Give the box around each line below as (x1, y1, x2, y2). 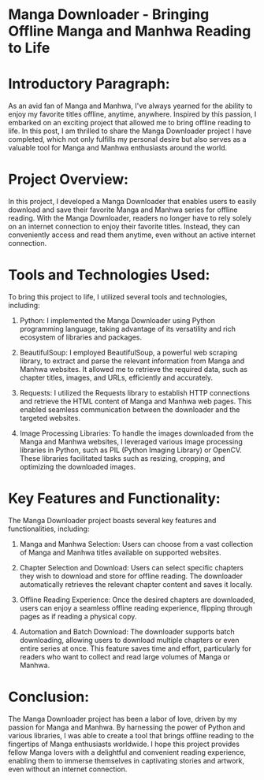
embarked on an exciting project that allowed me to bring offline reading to (8, 118, 251, 128)
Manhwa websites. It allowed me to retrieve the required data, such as (19, 365, 248, 373)
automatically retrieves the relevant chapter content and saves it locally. (19, 579, 254, 589)
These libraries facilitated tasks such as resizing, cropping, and (19, 454, 225, 462)
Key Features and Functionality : (8, 490, 221, 507)
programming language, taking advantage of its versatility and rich (19, 325, 236, 333)
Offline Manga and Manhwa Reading (8, 22, 251, 40)
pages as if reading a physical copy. (19, 611, 137, 621)
